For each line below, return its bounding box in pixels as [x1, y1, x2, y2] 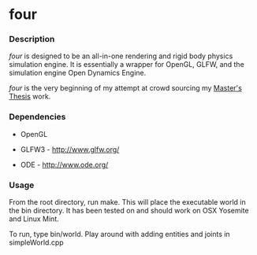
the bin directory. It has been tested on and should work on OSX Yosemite [9, 206, 249, 216]
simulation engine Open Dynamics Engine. [9, 68, 147, 78]
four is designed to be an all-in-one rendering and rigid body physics [9, 51, 233, 61]
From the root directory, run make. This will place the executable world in [9, 198, 247, 207]
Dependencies [9, 112, 66, 123]
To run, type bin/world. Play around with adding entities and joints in [9, 230, 231, 239]
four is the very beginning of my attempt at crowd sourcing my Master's [9, 83, 243, 93]
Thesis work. [9, 92, 51, 102]
